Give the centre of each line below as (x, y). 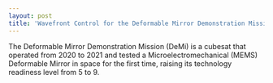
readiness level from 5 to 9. (54, 72)
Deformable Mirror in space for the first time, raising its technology (120, 63)
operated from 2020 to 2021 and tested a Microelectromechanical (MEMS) (133, 55)
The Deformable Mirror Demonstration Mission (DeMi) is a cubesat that (127, 46)
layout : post (30, 16)
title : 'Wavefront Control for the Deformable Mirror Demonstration (127, 23)
